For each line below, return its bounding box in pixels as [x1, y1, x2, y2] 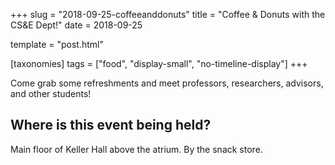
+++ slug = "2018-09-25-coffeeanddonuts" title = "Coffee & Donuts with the [10, 9, 326, 20]
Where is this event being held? [10, 117, 212, 134]
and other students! [10, 88, 92, 99]
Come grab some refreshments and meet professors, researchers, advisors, [10, 77, 324, 89]
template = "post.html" [10, 39, 104, 50]
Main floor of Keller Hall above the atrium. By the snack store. [10, 143, 263, 155]
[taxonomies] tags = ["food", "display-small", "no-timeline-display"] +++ [10, 58, 308, 69]
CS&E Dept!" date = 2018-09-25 [10, 19, 143, 31]
